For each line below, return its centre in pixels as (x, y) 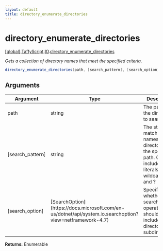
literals (151, 170)
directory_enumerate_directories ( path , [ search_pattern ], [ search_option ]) (83, 70)
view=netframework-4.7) (80, 220)
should (151, 214)
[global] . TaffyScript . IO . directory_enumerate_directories (60, 52)
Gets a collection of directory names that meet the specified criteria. (73, 61)
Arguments (23, 85)
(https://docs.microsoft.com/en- (88, 208)
